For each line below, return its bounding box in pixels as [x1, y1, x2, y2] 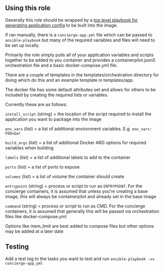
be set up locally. [5, 42, 40, 48]
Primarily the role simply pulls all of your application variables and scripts [5, 52, 154, 58]
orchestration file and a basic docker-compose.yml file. [5, 62, 118, 68]
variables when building [5, 145, 54, 151]
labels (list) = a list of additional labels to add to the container [5, 154, 131, 160]
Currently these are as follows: [5, 101, 68, 107]
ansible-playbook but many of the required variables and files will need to [5, 37, 155, 43]
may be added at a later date [5, 228, 64, 234]
